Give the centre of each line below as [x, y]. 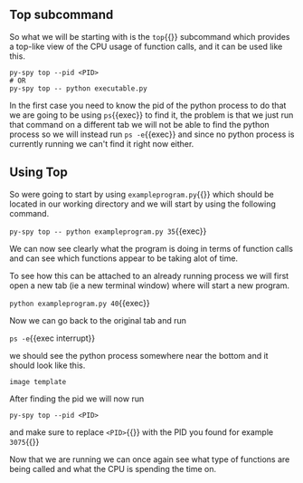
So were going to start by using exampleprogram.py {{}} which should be [142, 194]
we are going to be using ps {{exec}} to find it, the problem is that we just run [151, 115]
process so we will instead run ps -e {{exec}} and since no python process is [152, 134]
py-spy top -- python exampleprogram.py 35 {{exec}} [108, 231]
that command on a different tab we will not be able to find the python [139, 124]
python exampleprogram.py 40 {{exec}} [80, 303]
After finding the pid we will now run [77, 399]
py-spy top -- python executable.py [78, 88]
